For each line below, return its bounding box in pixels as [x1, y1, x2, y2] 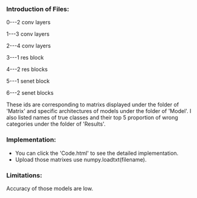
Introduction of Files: [6, 5, 69, 13]
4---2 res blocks [6, 66, 48, 73]
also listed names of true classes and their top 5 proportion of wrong [6, 114, 178, 121]
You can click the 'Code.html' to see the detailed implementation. [15, 149, 179, 157]
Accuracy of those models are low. [6, 185, 93, 192]
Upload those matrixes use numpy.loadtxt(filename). [15, 155, 147, 163]
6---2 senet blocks [6, 89, 54, 97]
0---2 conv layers [6, 19, 50, 26]
